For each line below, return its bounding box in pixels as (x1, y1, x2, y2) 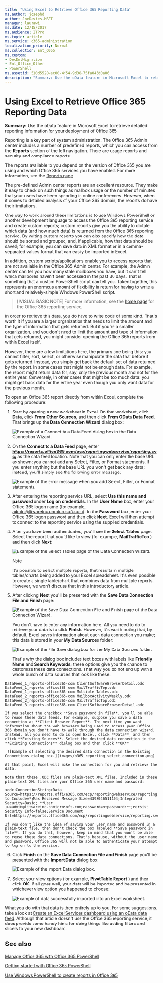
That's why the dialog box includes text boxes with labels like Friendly (12, 656, 153, 662)
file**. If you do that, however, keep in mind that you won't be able (5, 830, 153, 835)
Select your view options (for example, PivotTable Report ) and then (12, 876, 149, 882)
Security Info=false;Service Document (5, 809, 83, 814)
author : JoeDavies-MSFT (5, 16, 53, 21)
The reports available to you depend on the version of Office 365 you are (5, 162, 151, 168)
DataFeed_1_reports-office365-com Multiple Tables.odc (5, 689, 118, 694)
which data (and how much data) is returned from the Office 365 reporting (5, 228, 154, 234)
